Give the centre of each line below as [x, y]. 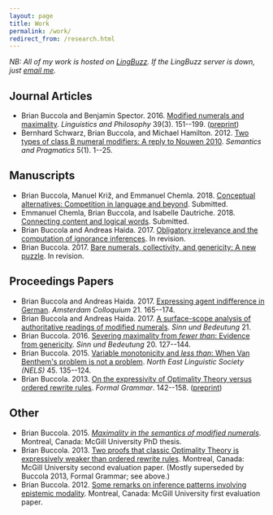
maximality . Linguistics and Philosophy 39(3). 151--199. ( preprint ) [130, 124]
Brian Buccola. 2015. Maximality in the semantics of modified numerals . [141, 433]
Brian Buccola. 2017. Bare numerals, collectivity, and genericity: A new [139, 247]
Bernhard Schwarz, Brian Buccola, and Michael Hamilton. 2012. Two [135, 133]
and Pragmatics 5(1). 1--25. [67, 151]
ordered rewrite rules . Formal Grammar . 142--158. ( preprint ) [121, 387]
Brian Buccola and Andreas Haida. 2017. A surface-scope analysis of [136, 318]
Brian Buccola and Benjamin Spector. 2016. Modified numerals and [132, 116]
